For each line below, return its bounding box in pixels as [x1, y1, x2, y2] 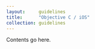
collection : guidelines [6, 20, 66, 26]
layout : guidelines [6, 8, 66, 15]
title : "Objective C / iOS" [6, 14, 90, 20]
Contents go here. [6, 36, 51, 44]
